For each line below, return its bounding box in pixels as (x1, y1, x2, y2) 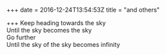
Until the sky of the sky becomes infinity (6, 41, 121, 48)
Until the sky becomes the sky (6, 26, 92, 34)
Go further (6, 33, 36, 41)
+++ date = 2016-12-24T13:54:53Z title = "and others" (6, 6, 161, 14)
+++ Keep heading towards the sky (6, 19, 106, 26)
